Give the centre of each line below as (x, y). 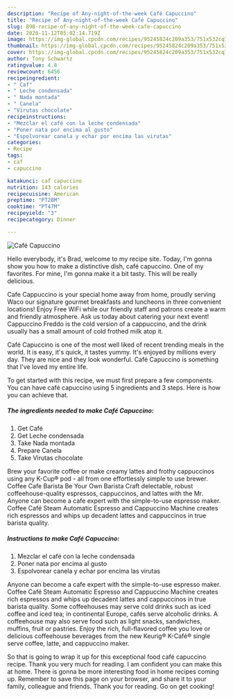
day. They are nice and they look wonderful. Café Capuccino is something (113, 359)
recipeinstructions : (37, 117)
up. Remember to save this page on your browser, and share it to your (107, 679)
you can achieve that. (38, 395)
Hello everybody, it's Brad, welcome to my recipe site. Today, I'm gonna (110, 259)
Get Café (30, 428)
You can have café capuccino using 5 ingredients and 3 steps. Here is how (114, 387)
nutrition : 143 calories (43, 187)
